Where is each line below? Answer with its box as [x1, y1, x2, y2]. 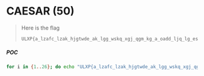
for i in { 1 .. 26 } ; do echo [6, 63, 75, 70]
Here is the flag [21, 24, 60, 31]
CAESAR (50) [6, 4, 75, 18]
